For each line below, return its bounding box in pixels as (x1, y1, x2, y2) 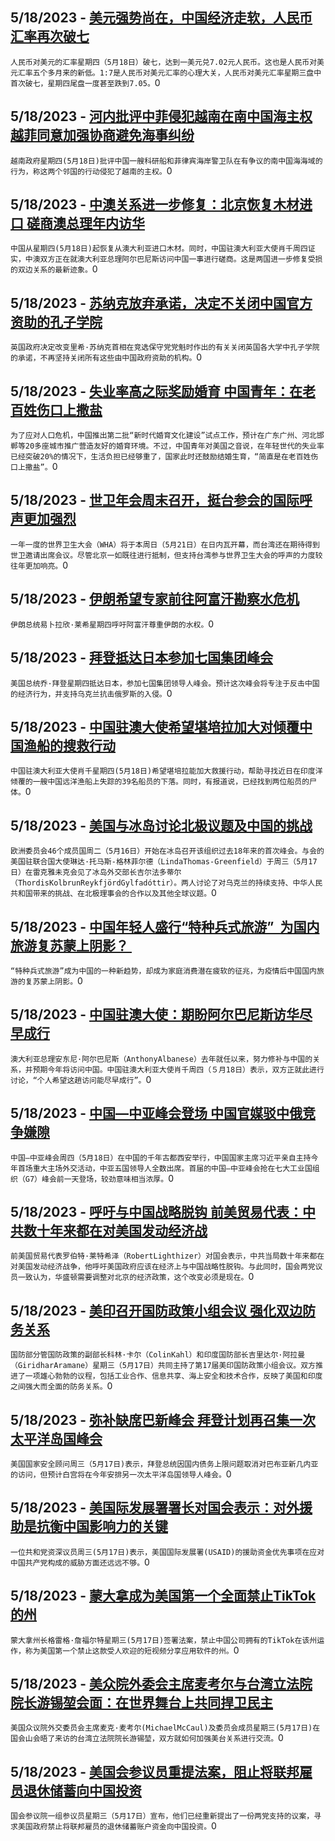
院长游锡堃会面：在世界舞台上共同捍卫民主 (10, 1694, 273, 1712)
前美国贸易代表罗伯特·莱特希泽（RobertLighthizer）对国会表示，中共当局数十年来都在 (10, 1251, 325, 1262)
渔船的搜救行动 (23, 737, 116, 754)
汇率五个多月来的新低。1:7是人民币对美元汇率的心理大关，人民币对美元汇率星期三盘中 (17, 68, 322, 78)
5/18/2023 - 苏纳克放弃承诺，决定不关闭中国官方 (10, 294, 313, 312)
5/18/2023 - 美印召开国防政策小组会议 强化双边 (10, 1302, 303, 1319)
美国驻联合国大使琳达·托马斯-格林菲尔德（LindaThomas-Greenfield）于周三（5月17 (10, 857, 318, 867)
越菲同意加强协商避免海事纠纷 (10, 127, 195, 144)
